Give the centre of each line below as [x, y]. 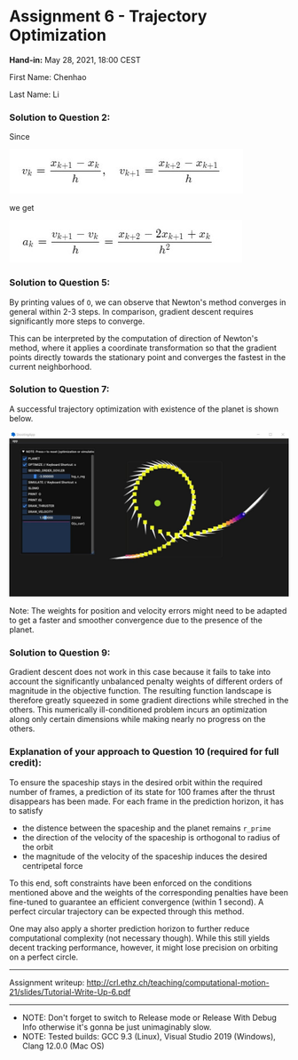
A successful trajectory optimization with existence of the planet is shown [144, 409]
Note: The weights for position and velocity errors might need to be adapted [148, 611]
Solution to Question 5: [60, 283]
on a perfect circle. [44, 957]
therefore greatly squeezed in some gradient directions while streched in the [149, 701]
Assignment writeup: [47, 982]
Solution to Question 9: [60, 653]
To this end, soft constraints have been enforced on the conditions [131, 883]
